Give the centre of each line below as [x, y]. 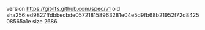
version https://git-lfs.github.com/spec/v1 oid [63, 9]
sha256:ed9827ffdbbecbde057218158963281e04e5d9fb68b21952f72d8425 [103, 15]
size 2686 [45, 21]
